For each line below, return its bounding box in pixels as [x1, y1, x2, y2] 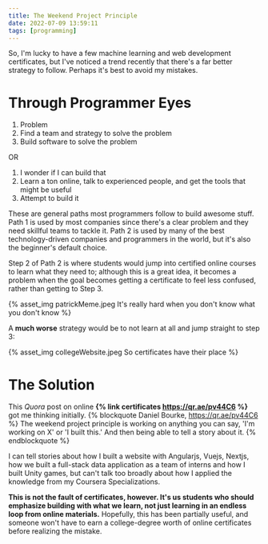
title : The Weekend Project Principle [8, 11, 138, 20]
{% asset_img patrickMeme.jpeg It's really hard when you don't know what [8, 299, 256, 309]
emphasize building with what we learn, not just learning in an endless [8, 501, 247, 510]
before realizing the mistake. [8, 526, 102, 536]
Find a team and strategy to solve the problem [19, 129, 172, 138]
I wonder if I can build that [19, 168, 106, 178]
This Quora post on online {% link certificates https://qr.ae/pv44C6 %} [8, 402, 248, 412]
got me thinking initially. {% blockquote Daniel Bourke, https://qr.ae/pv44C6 [8, 410, 258, 420]
